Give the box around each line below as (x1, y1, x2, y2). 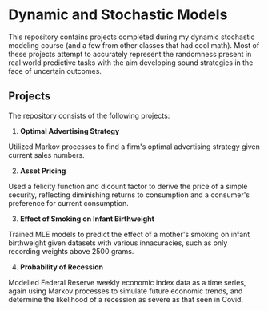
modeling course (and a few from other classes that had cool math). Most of (8, 40, 260, 50)
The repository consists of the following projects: (8, 111, 170, 120)
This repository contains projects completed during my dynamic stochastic (8, 32, 255, 42)
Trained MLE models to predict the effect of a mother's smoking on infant (8, 229, 250, 239)
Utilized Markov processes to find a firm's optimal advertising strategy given (8, 142, 260, 151)
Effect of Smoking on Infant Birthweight (19, 214, 154, 224)
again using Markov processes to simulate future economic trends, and (8, 286, 243, 296)
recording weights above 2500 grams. (8, 246, 134, 256)
